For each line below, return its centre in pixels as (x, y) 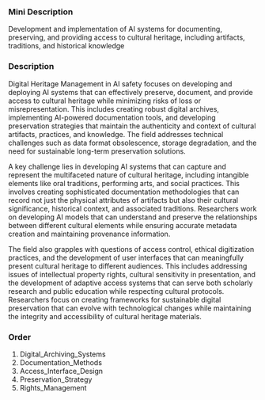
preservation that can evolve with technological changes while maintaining (130, 308)
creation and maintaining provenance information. (89, 234)
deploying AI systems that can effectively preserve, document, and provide (131, 92)
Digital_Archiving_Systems (62, 354)
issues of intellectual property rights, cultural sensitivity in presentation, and (132, 274)
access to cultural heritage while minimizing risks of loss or (105, 101)
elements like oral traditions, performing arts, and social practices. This (124, 183)
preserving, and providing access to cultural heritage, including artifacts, (127, 37)
